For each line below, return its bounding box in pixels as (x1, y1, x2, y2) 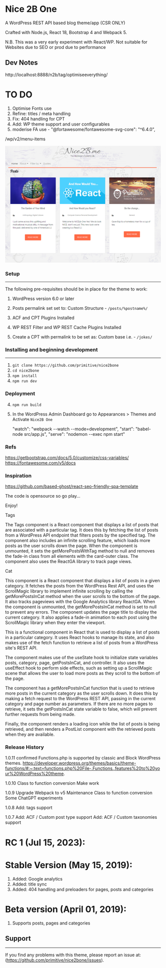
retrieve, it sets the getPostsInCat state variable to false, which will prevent (5, 706, 157, 712)
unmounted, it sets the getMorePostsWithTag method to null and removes (5, 548, 155, 554)
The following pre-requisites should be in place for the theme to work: (5, 286, 148, 292)
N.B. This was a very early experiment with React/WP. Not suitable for (5, 39, 148, 45)
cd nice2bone (12, 368, 40, 374)
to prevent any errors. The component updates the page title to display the (5, 609, 157, 615)
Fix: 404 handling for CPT (12, 116, 65, 122)
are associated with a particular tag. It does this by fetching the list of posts (5, 527, 159, 533)
